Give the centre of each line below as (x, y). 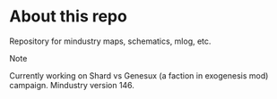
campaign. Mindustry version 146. (72, 85)
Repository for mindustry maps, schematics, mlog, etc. (110, 41)
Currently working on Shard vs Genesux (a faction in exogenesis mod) (139, 75)
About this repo (68, 16)
